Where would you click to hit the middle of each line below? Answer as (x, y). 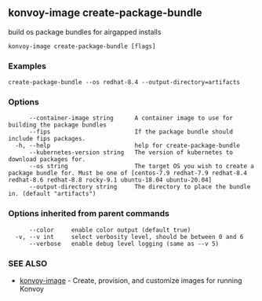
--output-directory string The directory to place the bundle (140, 187)
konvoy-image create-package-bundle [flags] (82, 46)
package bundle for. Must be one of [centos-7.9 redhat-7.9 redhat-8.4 (127, 173)
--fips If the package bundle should (131, 132)
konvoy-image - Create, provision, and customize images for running (131, 281)
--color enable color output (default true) (110, 230)
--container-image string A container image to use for (131, 118)
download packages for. (47, 160)
